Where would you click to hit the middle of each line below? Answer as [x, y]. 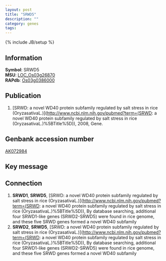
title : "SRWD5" [21, 14]
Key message [27, 166]
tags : [11, 28]
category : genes [22, 24]
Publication [23, 96]
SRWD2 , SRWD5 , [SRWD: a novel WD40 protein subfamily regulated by [86, 227]
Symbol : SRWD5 [22, 69]
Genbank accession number [50, 139]
